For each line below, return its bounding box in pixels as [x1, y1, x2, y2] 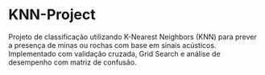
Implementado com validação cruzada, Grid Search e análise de [8, 49, 221, 58]
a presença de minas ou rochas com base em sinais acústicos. [8, 40, 217, 49]
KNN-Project [8, 6, 96, 24]
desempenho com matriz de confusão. [8, 57, 137, 67]
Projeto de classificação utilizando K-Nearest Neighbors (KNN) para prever [8, 32, 257, 41]
